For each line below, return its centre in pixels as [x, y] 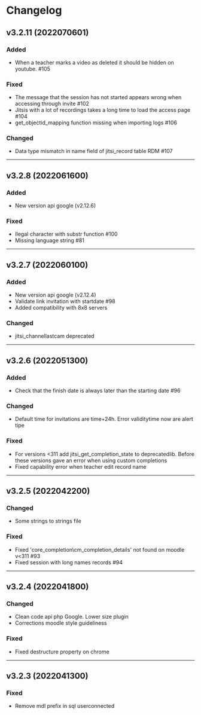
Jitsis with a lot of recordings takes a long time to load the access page [102, 110]
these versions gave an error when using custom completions [91, 460]
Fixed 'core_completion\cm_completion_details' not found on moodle [100, 549]
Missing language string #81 [50, 240]
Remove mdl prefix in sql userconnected [65, 706]
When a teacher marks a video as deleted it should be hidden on [95, 62]
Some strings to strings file [48, 521]
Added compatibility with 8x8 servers [61, 308]
